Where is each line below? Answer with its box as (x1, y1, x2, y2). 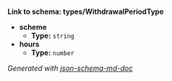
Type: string (30, 31, 75, 40)
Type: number (30, 48, 75, 57)
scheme (18, 22, 47, 31)
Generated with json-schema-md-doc (7, 63, 134, 73)
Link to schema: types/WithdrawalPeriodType (7, 7, 164, 16)
